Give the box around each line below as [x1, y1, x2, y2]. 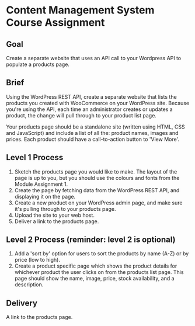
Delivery [6, 298, 38, 308]
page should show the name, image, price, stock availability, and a [14, 275, 175, 282]
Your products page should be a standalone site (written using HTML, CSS [6, 123, 185, 130]
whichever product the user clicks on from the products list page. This [14, 269, 184, 276]
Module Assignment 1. [14, 181, 68, 188]
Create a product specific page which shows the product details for [14, 262, 177, 269]
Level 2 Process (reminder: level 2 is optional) [6, 235, 176, 245]
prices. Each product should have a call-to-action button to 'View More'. [6, 136, 180, 143]
